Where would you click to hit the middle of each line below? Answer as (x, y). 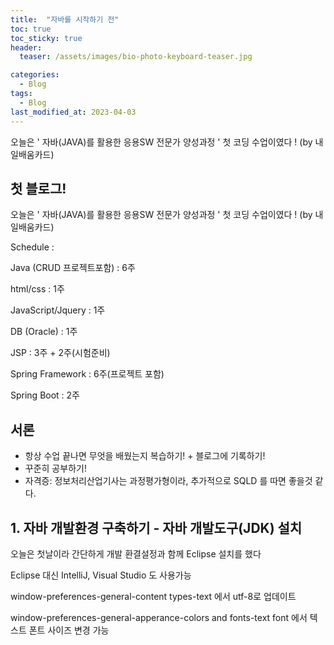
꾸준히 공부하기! (55, 468)
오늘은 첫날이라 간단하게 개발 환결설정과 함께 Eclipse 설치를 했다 (136, 553)
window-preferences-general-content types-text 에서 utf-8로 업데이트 (153, 596)
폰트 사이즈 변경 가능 (69, 630)
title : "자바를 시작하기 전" (65, 19)
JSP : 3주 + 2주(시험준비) (60, 353)
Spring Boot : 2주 (45, 395)
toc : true (31, 29)
